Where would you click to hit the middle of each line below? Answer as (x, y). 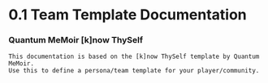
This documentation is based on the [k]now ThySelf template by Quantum (134, 57)
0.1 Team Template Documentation (128, 15)
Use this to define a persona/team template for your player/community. (134, 71)
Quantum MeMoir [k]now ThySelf (76, 40)
